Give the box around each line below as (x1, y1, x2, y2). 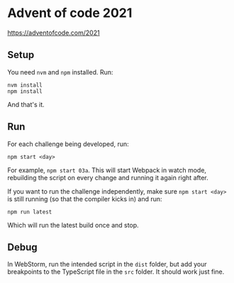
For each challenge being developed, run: (7, 140, 129, 148)
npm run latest (7, 208, 52, 216)
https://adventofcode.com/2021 (7, 28, 101, 37)
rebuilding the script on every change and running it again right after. (7, 173, 208, 182)
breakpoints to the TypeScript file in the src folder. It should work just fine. (7, 267, 225, 276)
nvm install (7, 82, 43, 89)
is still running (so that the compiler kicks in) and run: (7, 194, 162, 203)
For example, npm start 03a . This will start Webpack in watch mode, (7, 165, 207, 174)
